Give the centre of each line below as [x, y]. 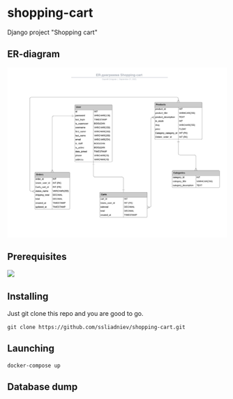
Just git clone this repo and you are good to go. [76, 313]
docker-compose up [34, 365]
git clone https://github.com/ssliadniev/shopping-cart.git [97, 327]
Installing [28, 297]
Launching [31, 348]
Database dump [43, 387]
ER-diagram [34, 54]
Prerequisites [37, 257]
